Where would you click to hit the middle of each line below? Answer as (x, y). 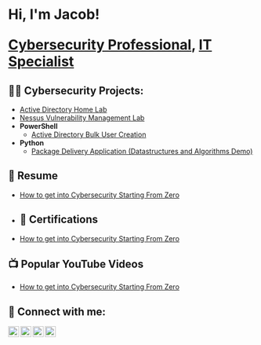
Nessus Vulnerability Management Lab (82, 118)
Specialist (41, 62)
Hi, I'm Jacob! (54, 15)
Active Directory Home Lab (63, 109)
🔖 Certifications (59, 220)
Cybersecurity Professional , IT (110, 45)
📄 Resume (33, 176)
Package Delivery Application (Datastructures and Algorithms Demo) (142, 151)
